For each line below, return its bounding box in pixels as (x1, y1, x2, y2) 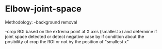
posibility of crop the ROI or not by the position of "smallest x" (5, 38, 129, 44)
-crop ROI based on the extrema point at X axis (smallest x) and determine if (5, 28, 158, 34)
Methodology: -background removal (5, 19, 78, 25)
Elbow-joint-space (5, 3, 81, 14)
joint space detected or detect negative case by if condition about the (5, 34, 145, 39)
